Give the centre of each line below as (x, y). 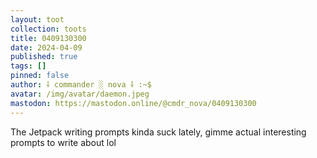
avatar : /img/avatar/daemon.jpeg (80, 94)
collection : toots (48, 29)
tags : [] (28, 66)
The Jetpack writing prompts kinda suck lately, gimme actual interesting (158, 132)
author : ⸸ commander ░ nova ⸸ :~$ (81, 85)
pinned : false (40, 76)
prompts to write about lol (63, 142)
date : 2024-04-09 (46, 47)
